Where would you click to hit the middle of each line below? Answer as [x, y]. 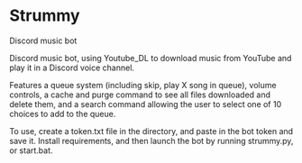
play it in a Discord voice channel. [72, 68]
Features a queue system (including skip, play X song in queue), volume [143, 85]
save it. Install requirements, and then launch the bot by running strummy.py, [151, 140]
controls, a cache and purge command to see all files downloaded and [140, 95]
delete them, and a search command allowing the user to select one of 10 [146, 104]
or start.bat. [31, 150]
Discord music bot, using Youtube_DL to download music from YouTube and [151, 58]
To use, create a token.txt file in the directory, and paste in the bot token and [151, 131]
